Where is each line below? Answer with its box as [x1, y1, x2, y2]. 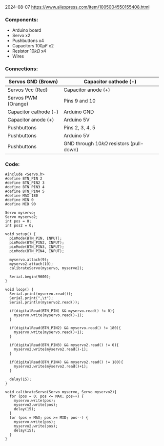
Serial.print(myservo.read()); [9, 291, 73, 296]
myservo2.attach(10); [9, 261, 54, 266]
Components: [5, 16, 39, 23]
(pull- [130, 140, 144, 147]
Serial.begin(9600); [9, 274, 51, 279]
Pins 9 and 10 [63, 97, 96, 104]
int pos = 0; [5, 219, 32, 223]
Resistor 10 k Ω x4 [12, 48, 46, 54]
